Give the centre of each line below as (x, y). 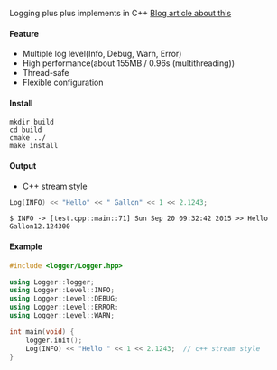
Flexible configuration (63, 83)
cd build (26, 130)
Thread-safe (46, 73)
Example (26, 246)
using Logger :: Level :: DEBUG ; (64, 299)
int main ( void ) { (42, 332)
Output (23, 166)
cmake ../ (28, 138)
